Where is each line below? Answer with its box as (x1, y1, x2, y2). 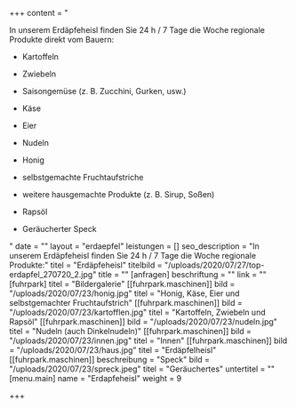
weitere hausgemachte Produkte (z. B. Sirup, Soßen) (21, 189, 215, 199)
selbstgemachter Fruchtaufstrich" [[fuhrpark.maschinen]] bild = (9, 298, 243, 308)
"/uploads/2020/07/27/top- (164, 260, 265, 270)
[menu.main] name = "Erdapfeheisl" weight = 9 (9, 373, 182, 383)
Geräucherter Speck (21, 224, 97, 234)
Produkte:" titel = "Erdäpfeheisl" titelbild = (9, 260, 163, 270)
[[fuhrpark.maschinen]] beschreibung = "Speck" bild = (9, 355, 211, 364)
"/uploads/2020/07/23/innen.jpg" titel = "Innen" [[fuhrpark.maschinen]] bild (9, 335, 288, 346)
